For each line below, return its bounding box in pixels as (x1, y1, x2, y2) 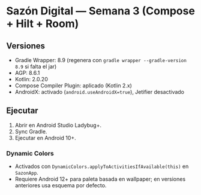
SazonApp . (14, 169, 39, 176)
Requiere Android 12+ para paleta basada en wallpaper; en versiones (14, 175, 186, 183)
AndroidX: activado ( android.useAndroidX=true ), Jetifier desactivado (14, 89, 185, 95)
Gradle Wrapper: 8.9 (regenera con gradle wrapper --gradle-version (14, 57, 187, 63)
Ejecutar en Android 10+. (14, 134, 76, 141)
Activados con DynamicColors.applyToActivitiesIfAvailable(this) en (14, 163, 189, 170)
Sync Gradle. (14, 127, 47, 135)
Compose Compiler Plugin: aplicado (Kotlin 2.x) (14, 82, 132, 89)
